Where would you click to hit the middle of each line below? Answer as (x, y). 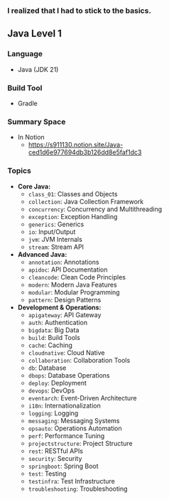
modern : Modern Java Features (72, 284)
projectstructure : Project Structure (80, 443)
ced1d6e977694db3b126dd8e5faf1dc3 (85, 152)
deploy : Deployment (58, 383)
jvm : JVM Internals (55, 239)
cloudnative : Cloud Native (66, 352)
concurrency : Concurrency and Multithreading (95, 209)
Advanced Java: (42, 254)
